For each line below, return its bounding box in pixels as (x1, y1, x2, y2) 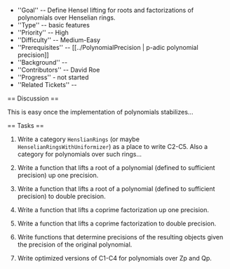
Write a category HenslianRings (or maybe (17, 135, 140, 143)
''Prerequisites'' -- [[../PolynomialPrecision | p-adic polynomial (17, 44, 198, 51)
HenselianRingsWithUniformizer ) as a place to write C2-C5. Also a (17, 143, 208, 150)
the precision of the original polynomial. (17, 240, 133, 249)
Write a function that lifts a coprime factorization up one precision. (17, 206, 209, 214)
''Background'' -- (17, 58, 68, 66)
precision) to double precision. (17, 192, 107, 200)
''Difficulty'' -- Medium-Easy (17, 36, 100, 44)
